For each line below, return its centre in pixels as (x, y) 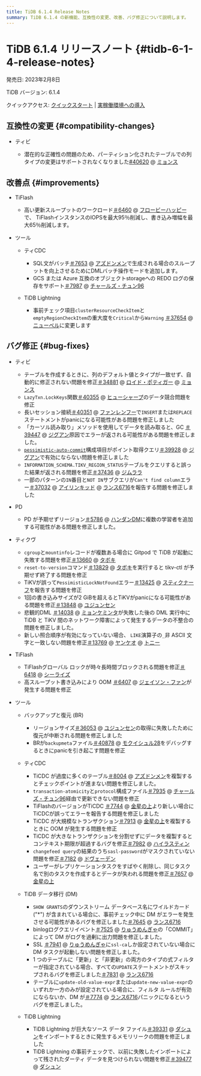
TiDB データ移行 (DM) (51, 894)
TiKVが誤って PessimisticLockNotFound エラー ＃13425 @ (92, 582)
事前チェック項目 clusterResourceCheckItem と (89, 310)
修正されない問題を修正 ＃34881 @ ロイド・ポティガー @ (110, 382)
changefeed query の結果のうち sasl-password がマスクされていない (114, 851)
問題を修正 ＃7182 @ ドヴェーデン (74, 858)
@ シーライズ (54, 674)
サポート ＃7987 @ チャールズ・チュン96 (94, 286)
